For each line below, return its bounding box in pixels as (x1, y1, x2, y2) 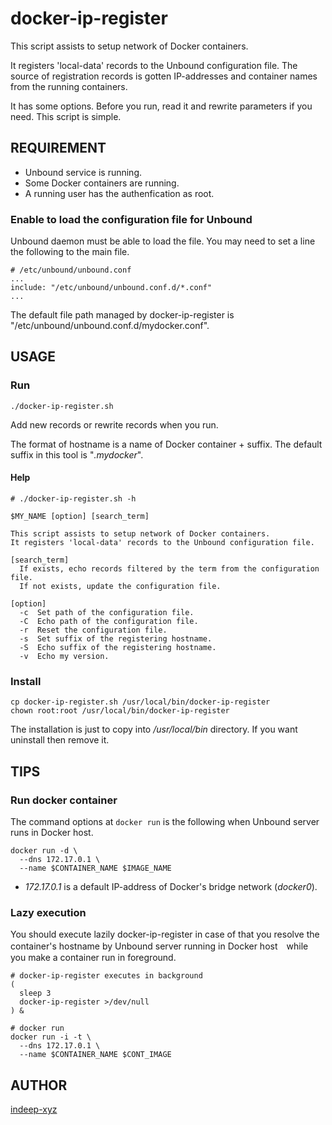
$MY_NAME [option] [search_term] (10, 511, 150, 521)
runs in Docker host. (10, 826, 94, 838)
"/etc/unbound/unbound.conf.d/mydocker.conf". (10, 320, 210, 332)
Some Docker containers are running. (24, 177, 180, 189)
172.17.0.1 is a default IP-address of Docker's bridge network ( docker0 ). (24, 880, 318, 892)
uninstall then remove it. (10, 734, 110, 746)
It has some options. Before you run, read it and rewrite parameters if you (10, 100, 313, 112)
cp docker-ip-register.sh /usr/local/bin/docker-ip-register (10, 697, 271, 707)
